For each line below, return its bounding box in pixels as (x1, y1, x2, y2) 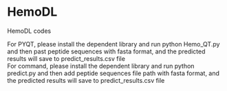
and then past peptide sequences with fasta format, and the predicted (7, 47, 206, 55)
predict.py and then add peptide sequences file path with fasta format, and (7, 69, 220, 77)
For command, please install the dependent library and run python (7, 62, 195, 70)
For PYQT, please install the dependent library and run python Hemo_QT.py (7, 40, 220, 48)
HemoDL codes (7, 27, 52, 35)
